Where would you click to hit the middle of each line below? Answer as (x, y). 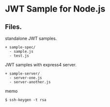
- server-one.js (26, 78)
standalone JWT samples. (31, 38)
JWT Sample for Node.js (55, 9)
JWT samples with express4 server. (41, 65)
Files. (13, 27)
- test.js (19, 56)
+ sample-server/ (23, 74)
